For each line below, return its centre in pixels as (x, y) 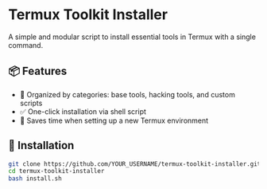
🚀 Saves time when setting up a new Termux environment (114, 120)
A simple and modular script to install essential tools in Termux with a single (132, 37)
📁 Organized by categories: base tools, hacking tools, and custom (128, 94)
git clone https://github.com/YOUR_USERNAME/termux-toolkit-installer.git (135, 164)
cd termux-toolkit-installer (56, 171)
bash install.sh (35, 179)
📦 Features (38, 71)
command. (26, 45)
